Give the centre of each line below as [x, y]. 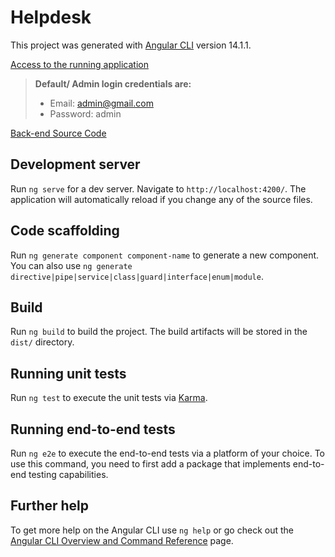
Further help [50, 506]
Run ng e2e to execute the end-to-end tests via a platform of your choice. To [168, 453]
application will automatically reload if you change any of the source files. [161, 199]
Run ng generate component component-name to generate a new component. [165, 255]
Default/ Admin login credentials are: [113, 83]
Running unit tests [68, 373]
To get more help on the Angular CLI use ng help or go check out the [152, 530]
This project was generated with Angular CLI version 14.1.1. [131, 45]
